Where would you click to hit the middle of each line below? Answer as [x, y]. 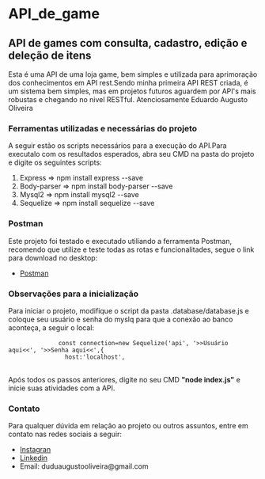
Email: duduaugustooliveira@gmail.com [84, 466]
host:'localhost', [95, 357]
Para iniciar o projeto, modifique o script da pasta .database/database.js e [129, 310]
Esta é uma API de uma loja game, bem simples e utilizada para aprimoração [133, 74]
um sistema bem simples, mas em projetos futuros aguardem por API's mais [132, 91]
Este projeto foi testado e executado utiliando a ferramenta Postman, [120, 241]
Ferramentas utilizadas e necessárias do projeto [103, 128]
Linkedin [34, 458]
